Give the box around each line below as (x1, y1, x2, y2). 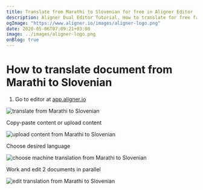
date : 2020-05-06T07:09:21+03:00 (6, 25, 91, 32)
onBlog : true (6, 37, 39, 43)
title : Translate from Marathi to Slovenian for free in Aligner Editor (6, 8, 193, 15)
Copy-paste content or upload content (6, 119, 102, 126)
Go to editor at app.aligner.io (14, 95, 86, 103)
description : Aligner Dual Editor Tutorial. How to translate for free (6, 14, 190, 21)
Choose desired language (6, 142, 71, 150)
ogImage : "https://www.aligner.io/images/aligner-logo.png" (6, 20, 161, 26)
